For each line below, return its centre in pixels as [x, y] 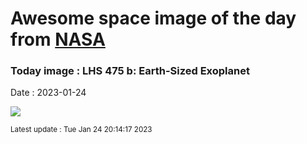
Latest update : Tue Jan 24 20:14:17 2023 [81, 130]
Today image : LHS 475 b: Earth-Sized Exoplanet [130, 71]
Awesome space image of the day [153, 18]
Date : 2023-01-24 [48, 93]
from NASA [58, 39]
